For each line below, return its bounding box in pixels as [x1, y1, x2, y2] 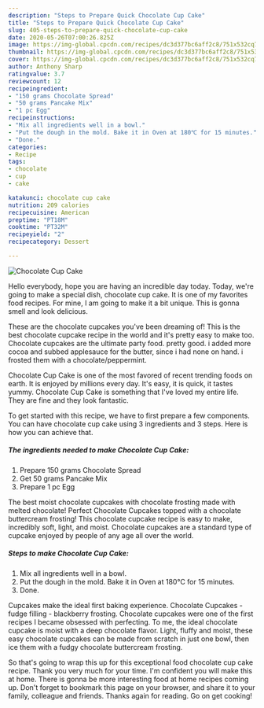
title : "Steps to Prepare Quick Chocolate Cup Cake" [8, 19, 185, 27]
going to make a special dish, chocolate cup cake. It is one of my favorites [8, 289, 248, 299]
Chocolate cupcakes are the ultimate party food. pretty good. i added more [8, 338, 251, 348]
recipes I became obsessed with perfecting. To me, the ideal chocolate [8, 617, 238, 626]
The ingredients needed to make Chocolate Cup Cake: [8, 445, 189, 455]
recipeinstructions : [8, 114, 76, 122]
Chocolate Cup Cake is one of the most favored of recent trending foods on [8, 371, 253, 380]
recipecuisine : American [8, 208, 90, 216]
